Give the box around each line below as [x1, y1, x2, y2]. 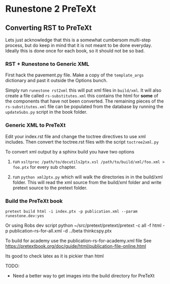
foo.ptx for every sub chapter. [12, 164, 77, 170]
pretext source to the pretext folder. [12, 185, 88, 191]
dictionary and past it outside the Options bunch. [5, 78, 108, 84]
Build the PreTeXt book [5, 197, 63, 204]
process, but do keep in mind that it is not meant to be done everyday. [5, 42, 152, 48]
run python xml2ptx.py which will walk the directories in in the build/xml [12, 174, 163, 180]
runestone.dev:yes [5, 213, 44, 218]
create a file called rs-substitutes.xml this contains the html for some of [5, 93, 159, 99]
